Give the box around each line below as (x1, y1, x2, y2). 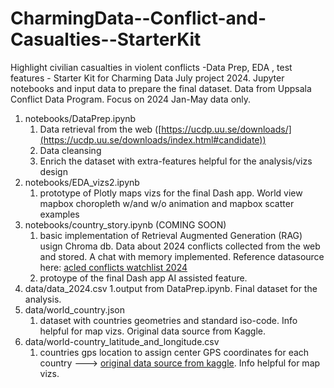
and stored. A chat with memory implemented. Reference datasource (39, 250, 325, 262)
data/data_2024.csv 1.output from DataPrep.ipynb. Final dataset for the (24, 282, 318, 294)
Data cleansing (39, 144, 102, 156)
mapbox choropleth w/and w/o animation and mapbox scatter (39, 197, 295, 209)
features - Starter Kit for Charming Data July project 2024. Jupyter (10, 72, 285, 84)
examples (39, 208, 80, 220)
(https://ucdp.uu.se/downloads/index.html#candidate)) (39, 133, 267, 146)
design (39, 165, 68, 177)
